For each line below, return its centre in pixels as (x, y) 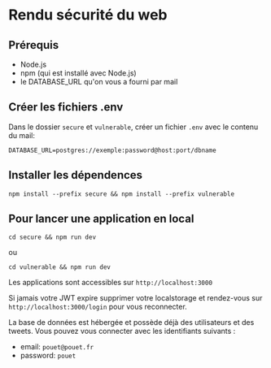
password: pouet (48, 356)
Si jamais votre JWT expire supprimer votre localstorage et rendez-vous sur (135, 298)
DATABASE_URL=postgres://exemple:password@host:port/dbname (113, 150)
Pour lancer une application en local (101, 219)
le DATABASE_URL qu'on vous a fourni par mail (99, 82)
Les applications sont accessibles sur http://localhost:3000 (111, 283)
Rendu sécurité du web (88, 15)
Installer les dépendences (76, 175)
